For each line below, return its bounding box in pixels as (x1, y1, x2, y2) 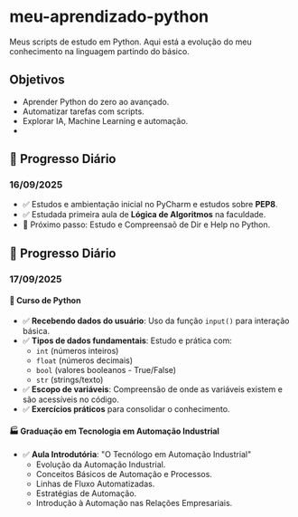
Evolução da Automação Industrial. (35, 459, 166, 470)
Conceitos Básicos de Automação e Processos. (35, 469, 212, 480)
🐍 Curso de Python (9, 295, 81, 306)
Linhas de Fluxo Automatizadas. (35, 478, 155, 490)
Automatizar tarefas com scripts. (22, 106, 144, 117)
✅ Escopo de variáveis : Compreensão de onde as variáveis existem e (22, 383, 283, 395)
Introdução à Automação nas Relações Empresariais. (35, 498, 233, 509)
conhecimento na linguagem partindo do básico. (9, 45, 190, 56)
